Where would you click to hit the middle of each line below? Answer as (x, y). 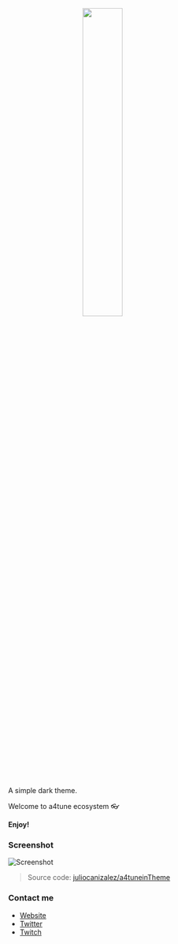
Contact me (31, 898)
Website (33, 915)
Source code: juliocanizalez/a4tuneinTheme (99, 878)
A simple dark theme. (43, 790)
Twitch (30, 932)
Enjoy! (19, 824)
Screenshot (31, 844)
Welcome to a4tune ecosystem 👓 (64, 806)
